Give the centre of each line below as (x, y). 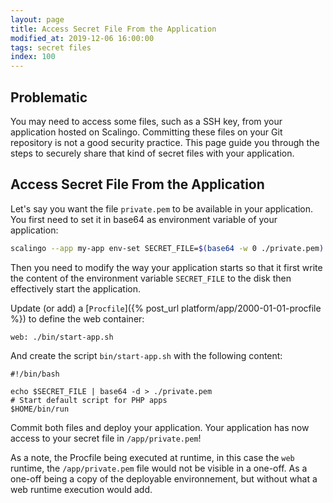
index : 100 (33, 57)
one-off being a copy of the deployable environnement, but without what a (164, 478)
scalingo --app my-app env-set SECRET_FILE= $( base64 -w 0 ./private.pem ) (167, 248)
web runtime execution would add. (81, 489)
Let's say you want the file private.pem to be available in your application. (162, 208)
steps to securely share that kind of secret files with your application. (152, 153)
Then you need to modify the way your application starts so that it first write (166, 267)
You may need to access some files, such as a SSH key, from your (146, 121)
